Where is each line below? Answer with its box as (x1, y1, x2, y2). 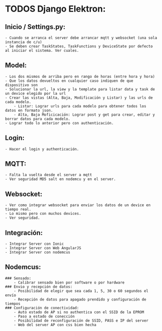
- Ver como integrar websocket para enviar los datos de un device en (5, 203, 151, 208)
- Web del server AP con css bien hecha (14, 322, 97, 327)
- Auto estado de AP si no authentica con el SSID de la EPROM (14, 310, 145, 315)
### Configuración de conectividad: (5, 305, 79, 310)
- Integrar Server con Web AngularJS (5, 246, 81, 251)
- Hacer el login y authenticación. (5, 147, 79, 151)
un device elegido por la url (5, 91, 66, 96)
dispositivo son (5, 82, 38, 88)
